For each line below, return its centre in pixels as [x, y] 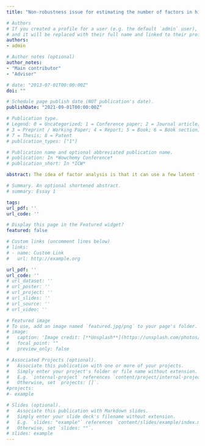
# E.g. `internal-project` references [59, 377]
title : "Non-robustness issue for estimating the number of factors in [99, 12]
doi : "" [16, 91]
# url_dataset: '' [30, 281]
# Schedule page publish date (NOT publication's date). [80, 102]
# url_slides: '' [28, 298]
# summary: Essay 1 [31, 191]
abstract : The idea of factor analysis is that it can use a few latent [101, 175]
